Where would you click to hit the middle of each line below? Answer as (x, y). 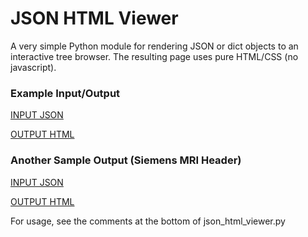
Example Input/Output (65, 93)
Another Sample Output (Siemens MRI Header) (126, 160)
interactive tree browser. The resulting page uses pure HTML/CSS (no (154, 56)
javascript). (33, 67)
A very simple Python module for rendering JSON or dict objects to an (154, 46)
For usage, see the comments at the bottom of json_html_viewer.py (148, 221)
